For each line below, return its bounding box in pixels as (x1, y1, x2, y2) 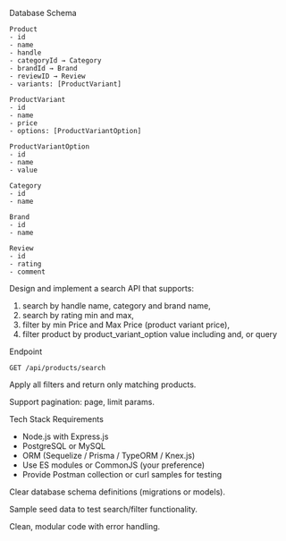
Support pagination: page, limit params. (9, 397, 155, 407)
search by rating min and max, (21, 310, 134, 320)
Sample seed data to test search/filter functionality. (9, 504, 198, 514)
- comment (9, 267, 46, 276)
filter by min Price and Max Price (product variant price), (21, 319, 231, 330)
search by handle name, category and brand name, (21, 300, 212, 311)
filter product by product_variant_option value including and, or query (21, 329, 278, 339)
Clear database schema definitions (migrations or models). (9, 486, 226, 497)
